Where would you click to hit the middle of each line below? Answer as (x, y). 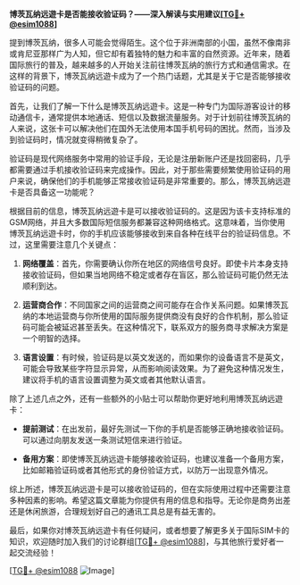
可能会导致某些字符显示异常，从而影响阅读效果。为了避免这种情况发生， (155, 368)
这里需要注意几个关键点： (71, 244)
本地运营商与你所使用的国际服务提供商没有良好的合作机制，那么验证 (163, 316)
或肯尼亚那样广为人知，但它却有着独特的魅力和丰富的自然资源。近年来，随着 (150, 54)
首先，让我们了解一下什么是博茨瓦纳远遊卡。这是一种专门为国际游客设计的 (146, 106)
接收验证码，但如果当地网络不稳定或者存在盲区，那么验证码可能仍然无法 (155, 275)
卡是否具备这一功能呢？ (52, 192)
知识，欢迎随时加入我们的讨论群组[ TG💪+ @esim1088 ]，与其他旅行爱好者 (143, 541)
